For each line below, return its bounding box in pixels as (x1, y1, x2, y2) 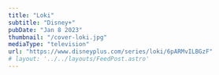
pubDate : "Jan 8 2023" (8, 26, 83, 34)
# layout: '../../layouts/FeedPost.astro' (8, 55, 150, 63)
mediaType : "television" (8, 41, 90, 48)
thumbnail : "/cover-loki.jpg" (8, 33, 108, 41)
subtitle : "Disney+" (8, 19, 76, 27)
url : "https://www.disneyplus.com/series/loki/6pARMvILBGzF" (8, 48, 213, 55)
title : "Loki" (8, 11, 55, 20)
